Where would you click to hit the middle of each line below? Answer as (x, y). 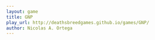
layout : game (22, 11)
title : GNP (20, 17)
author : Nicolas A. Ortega (39, 28)
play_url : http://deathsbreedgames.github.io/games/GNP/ (78, 22)
